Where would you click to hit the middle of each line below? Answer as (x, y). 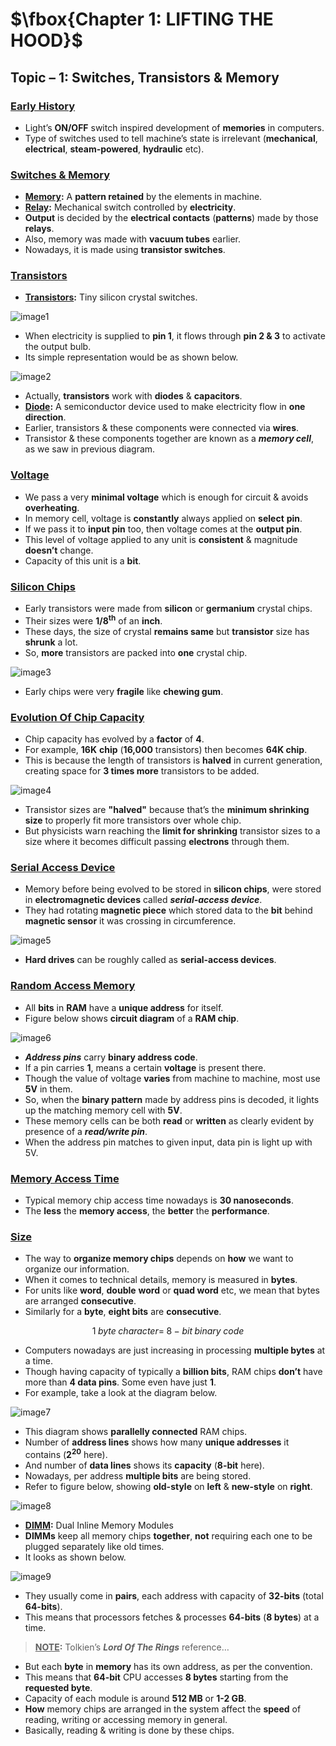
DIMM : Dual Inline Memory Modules (99, 1525)
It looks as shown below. (75, 1557)
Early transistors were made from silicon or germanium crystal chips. (168, 609)
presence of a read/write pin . (86, 1131)
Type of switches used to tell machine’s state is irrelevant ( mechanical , (171, 138)
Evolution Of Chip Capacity (77, 717)
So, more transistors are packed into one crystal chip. (136, 652)
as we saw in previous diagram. (90, 449)
